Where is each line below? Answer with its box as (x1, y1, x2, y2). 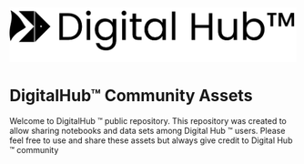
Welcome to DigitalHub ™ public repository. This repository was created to (9, 116, 287, 126)
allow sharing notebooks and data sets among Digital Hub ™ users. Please (9, 126, 286, 136)
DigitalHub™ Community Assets (9, 86, 253, 107)
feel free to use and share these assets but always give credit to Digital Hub (9, 135, 293, 146)
